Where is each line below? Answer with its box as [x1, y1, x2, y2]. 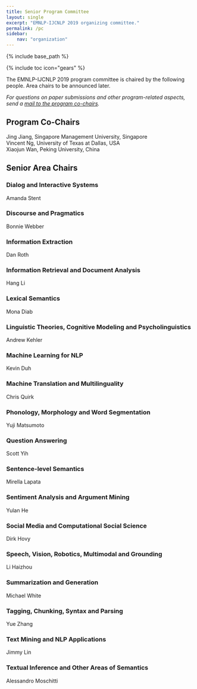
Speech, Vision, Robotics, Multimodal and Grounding [6, 550, 162, 558]
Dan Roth [6, 251, 29, 258]
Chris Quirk [6, 393, 35, 400]
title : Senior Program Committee [6, 8, 89, 15]
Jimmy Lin [6, 649, 32, 656]
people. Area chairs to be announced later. [6, 82, 111, 89]
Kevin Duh [6, 364, 32, 372]
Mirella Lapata [6, 478, 41, 485]
